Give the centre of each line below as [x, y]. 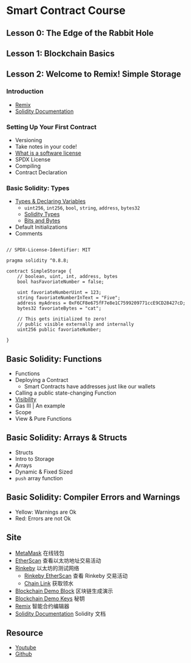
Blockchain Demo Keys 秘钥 [50, 598]
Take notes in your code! [46, 146]
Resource [25, 633]
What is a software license [48, 153]
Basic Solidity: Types [38, 188]
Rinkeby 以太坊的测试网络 [47, 568]
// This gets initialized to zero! [62, 319]
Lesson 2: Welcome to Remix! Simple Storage [94, 74]
